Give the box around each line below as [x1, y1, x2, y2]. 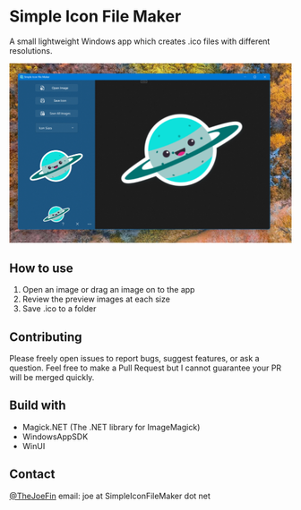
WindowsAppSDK [21, 431, 89, 442]
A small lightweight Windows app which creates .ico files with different [9, 36, 271, 47]
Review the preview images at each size [21, 293, 170, 305]
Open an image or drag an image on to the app [21, 285, 195, 295]
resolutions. [9, 45, 53, 55]
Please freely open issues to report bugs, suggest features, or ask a [9, 353, 260, 363]
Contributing [9, 329, 82, 344]
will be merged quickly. [9, 371, 95, 382]
